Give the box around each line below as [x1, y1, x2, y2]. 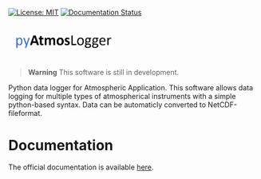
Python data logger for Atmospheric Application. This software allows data [8, 82, 254, 92]
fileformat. [8, 108, 42, 117]
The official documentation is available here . [8, 162, 154, 172]
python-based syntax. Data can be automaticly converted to [8, 100, 206, 109]
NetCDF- [207, 100, 238, 109]
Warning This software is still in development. [27, 67, 180, 77]
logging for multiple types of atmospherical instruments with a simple [8, 91, 236, 101]
